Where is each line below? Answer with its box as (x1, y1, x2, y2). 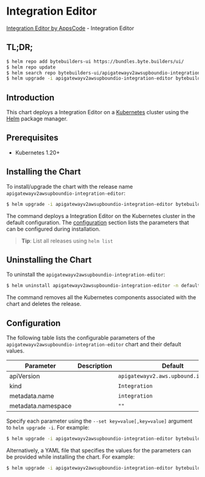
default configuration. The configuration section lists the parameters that (6, 219, 189, 226)
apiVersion (9, 372, 40, 381)
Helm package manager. (6, 115, 68, 123)
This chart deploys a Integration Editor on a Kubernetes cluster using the (6, 109, 189, 116)
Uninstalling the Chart (6, 255, 92, 265)
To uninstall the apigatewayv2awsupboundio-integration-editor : (6, 271, 165, 279)
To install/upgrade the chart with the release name (6, 183, 133, 190)
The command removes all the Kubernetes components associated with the (6, 294, 196, 301)
